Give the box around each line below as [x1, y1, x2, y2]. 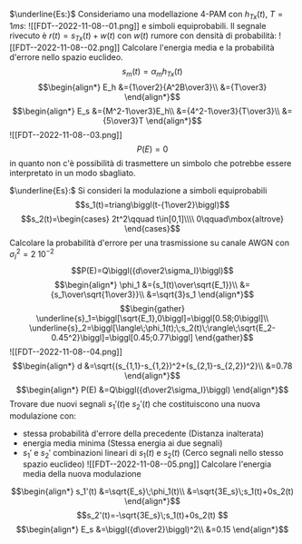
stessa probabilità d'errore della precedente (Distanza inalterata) [22, 428, 265, 439]
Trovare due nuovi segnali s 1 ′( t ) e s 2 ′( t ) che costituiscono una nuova [9, 398, 261, 411]
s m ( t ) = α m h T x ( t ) [122, 65, 183, 79]
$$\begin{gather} [119, 302, 186, 313]
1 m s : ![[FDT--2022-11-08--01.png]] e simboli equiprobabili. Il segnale [9, 20, 267, 31]
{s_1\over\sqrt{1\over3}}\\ [50, 289, 145, 300]
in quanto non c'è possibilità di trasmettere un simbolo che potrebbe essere [9, 158, 292, 169]
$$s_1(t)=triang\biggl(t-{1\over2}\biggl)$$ [74, 200, 230, 211]
